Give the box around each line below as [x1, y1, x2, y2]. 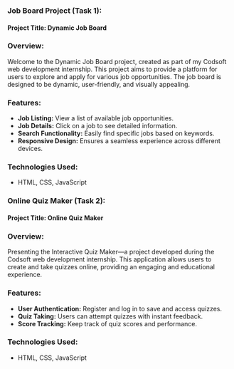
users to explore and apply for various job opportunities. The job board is [7, 72, 222, 80]
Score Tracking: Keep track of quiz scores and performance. [17, 319, 198, 328]
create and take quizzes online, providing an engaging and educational [7, 263, 216, 271]
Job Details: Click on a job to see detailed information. [17, 122, 178, 130]
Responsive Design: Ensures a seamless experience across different [17, 137, 220, 145]
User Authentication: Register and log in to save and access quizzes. [17, 304, 223, 313]
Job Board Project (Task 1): [7, 6, 102, 16]
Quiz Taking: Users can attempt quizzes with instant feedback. [17, 312, 203, 321]
